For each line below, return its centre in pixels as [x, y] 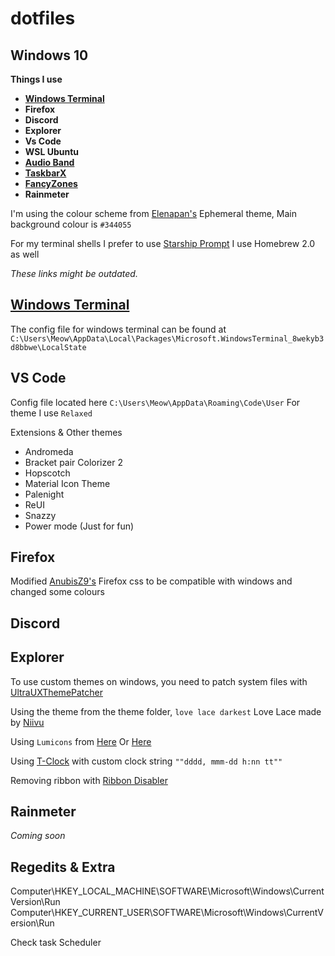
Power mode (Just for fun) [79, 526]
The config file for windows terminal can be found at [118, 329]
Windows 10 [49, 55]
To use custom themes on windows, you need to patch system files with [159, 681]
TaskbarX [45, 173]
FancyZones [51, 183]
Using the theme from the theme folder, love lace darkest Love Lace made [166, 711]
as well [25, 254]
